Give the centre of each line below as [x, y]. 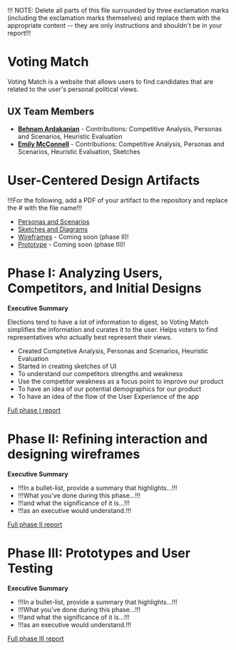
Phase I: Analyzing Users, [85, 273]
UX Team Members [51, 112]
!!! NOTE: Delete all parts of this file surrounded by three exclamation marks [118, 10]
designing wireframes [74, 454]
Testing [30, 568]
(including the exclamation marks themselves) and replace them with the [114, 18]
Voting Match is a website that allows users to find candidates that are [111, 81]
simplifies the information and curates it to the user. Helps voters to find [113, 329]
